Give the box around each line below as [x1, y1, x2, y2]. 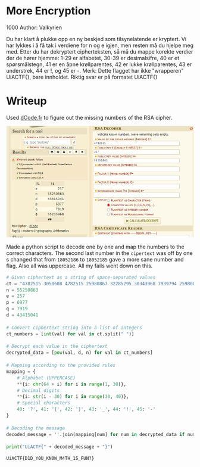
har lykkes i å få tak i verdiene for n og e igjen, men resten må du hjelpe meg [6, 42, 194, 49]
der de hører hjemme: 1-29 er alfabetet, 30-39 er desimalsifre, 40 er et [6, 54, 180, 61]
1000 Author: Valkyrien [6, 24, 62, 31]
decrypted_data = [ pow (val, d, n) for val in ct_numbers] [6, 350, 153, 356]
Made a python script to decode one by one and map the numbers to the [6, 243, 185, 250]
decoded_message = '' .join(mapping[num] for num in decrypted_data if [6, 431, 185, 437]
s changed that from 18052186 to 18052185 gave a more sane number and [6, 256, 184, 263]
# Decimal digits [17, 387, 60, 394]
